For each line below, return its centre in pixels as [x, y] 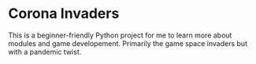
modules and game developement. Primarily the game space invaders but [128, 43]
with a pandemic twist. [45, 52]
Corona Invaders [64, 14]
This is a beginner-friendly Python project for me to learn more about [120, 35]
